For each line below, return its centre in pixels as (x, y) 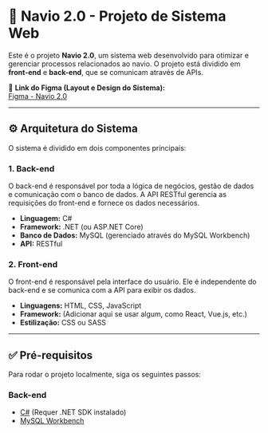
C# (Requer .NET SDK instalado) (73, 412)
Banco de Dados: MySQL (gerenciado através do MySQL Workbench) (135, 235)
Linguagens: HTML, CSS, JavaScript (81, 305)
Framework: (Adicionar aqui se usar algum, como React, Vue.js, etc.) (133, 314)
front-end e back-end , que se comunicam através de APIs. (106, 72)
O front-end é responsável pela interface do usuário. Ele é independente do (132, 281)
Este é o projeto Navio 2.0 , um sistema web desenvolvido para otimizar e (129, 55)
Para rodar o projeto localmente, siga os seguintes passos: (105, 375)
